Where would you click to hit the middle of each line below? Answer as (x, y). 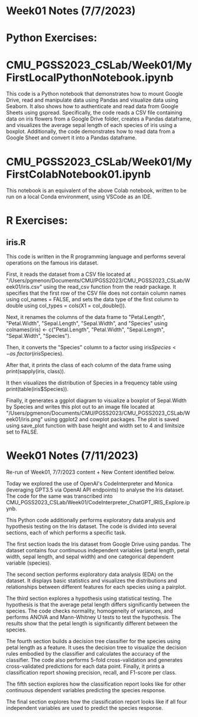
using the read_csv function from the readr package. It (110, 287)
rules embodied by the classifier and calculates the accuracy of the (88, 654)
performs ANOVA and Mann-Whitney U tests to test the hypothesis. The (94, 617)
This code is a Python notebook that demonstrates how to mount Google (95, 94)
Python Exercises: (52, 38)
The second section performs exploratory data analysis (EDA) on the (90, 575)
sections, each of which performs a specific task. (66, 533)
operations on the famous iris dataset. (52, 263)
